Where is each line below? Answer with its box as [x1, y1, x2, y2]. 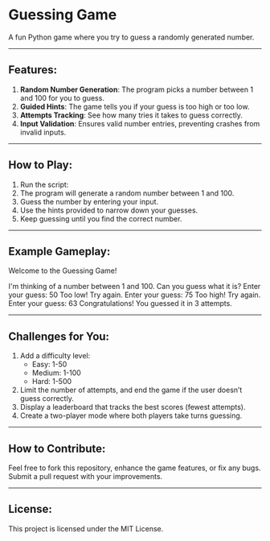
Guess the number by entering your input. [19, 196, 159, 206]
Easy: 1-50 [31, 360, 67, 370]
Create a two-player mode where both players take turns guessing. [19, 411, 243, 420]
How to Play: [8, 159, 73, 172]
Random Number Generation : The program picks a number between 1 [19, 85, 254, 94]
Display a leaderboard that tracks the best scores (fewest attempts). [19, 403, 246, 412]
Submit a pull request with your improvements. [8, 472, 163, 481]
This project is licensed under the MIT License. [8, 523, 164, 533]
